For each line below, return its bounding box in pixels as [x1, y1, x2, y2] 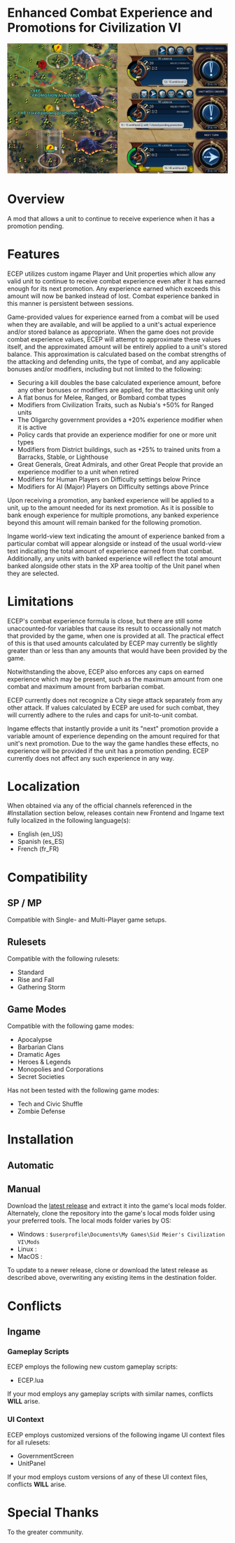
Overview [7, 191, 65, 207]
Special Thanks [7, 1505, 99, 1520]
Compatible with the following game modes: [7, 1022, 134, 1030]
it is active [17, 423, 48, 431]
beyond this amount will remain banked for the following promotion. [7, 518, 202, 526]
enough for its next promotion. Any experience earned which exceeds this [7, 284, 221, 293]
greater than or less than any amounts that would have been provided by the [7, 646, 228, 655]
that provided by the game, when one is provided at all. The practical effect [7, 631, 224, 640]
